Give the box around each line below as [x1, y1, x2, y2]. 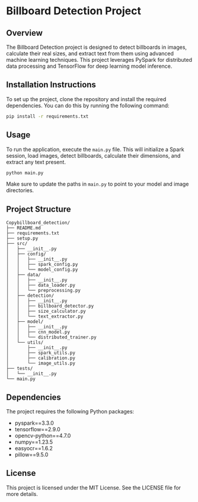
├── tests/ [6, 366, 33, 372]
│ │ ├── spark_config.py [6, 262, 78, 268]
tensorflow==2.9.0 [14, 426, 60, 432]
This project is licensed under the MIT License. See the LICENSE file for [6, 484, 181, 491]
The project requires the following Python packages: [6, 408, 135, 415]
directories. [6, 187, 34, 194]
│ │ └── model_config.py [6, 266, 78, 273]
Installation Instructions [6, 80, 97, 90]
